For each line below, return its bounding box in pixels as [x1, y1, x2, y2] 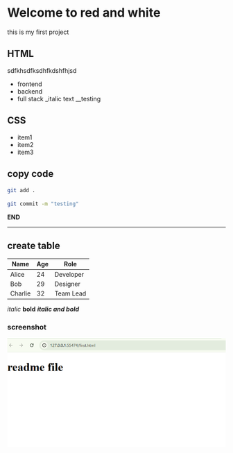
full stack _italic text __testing [17, 94, 101, 103]
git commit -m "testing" [7, 200, 79, 207]
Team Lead [54, 289, 87, 298]
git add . [7, 187, 36, 194]
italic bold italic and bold [7, 305, 80, 313]
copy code [7, 168, 54, 180]
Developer [54, 270, 85, 278]
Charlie [10, 289, 31, 298]
